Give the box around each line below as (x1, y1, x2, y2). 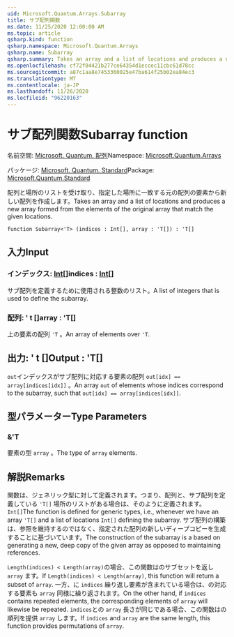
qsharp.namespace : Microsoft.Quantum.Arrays (7, 43, 139, 50)
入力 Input (7, 246, 49, 258)
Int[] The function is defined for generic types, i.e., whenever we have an (7, 507, 219, 516)
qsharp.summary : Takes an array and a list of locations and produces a (7, 56, 223, 63)
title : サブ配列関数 (7, 17, 61, 24)
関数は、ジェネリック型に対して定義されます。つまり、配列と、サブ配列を (7, 491, 220, 500)
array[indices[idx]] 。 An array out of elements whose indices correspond (7, 381, 224, 389)
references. (7, 548, 40, 557)
